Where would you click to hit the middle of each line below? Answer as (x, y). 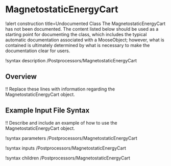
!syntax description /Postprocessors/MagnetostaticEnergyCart (71, 60)
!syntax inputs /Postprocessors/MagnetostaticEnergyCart (66, 148)
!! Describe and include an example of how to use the (61, 123)
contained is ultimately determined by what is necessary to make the (78, 45)
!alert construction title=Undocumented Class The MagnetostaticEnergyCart (86, 23)
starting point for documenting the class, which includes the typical (76, 34)
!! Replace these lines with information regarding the (60, 89)
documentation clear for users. (38, 51)
